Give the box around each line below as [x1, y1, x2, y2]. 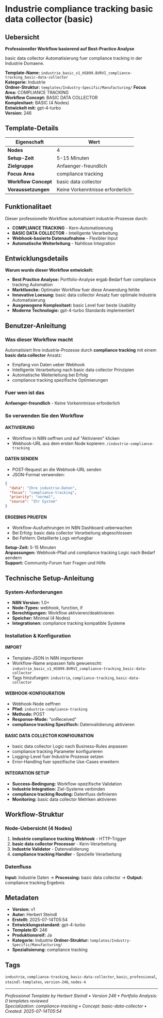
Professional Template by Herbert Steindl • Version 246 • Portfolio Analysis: [5, 993, 158, 999]
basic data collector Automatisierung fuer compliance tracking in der [5, 55, 142, 61]
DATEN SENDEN [5, 456, 38, 462]
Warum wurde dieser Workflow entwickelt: [5, 267, 94, 273]
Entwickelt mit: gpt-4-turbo [5, 105, 62, 111]
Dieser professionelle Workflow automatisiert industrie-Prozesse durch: [5, 215, 148, 221]
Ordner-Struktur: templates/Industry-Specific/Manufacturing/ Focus [5, 84, 147, 90]
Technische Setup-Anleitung [5, 574, 94, 582]
